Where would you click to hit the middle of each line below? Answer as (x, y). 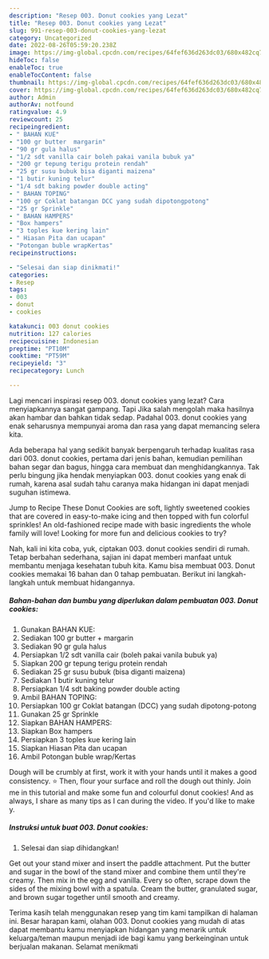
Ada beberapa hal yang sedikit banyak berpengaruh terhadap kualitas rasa (132, 450)
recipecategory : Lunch (47, 371)
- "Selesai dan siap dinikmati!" (65, 267)
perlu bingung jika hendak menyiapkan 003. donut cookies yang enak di (128, 475)
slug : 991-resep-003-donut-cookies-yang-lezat (88, 30)
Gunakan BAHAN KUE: (58, 629)
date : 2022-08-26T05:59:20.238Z (63, 45)
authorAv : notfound (42, 105)
